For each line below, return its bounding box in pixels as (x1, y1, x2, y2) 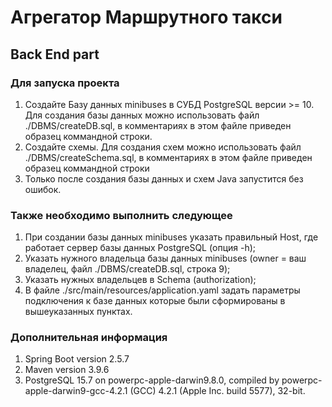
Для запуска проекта (10, 76, 120, 90)
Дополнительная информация (10, 331, 168, 345)
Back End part (10, 46, 100, 63)
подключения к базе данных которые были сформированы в (24, 295, 286, 307)
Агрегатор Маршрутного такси (10, 6, 283, 29)
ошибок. (24, 183, 62, 195)
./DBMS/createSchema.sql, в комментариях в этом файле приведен (24, 151, 313, 163)
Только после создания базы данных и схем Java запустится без (24, 172, 304, 185)
